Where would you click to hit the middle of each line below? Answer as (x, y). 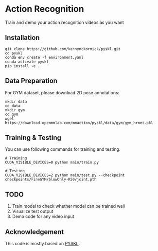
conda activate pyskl (27, 62)
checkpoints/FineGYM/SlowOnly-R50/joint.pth (51, 179)
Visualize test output (33, 211)
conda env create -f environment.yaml (44, 57)
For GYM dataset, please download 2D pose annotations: (62, 92)
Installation (22, 38)
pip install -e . (23, 66)
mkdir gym (15, 110)
